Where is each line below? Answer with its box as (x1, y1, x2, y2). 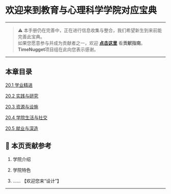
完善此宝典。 (17, 34, 45, 40)
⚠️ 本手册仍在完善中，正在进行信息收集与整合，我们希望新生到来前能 (17, 27, 162, 33)
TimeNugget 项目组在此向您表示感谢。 (17, 46, 99, 52)
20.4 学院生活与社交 (5, 114, 48, 120)
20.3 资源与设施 (5, 103, 39, 109)
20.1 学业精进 (5, 82, 33, 88)
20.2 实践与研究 (5, 93, 39, 99)
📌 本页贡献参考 (5, 142, 52, 150)
